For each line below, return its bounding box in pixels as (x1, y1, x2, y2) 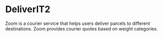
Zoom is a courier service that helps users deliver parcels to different (5, 20, 150, 26)
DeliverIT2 (5, 4, 51, 15)
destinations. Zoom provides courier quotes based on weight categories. (5, 25, 158, 31)
